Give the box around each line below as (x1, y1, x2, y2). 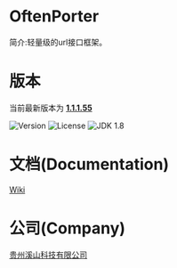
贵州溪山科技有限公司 (9, 249, 87, 260)
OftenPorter (9, 6, 100, 27)
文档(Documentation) (9, 154, 170, 175)
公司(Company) (9, 218, 126, 238)
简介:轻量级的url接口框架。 (9, 37, 108, 47)
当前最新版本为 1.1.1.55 (9, 102, 93, 113)
